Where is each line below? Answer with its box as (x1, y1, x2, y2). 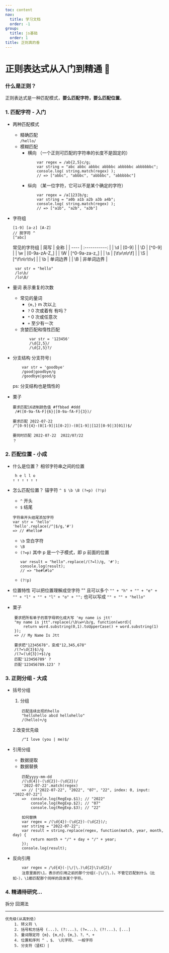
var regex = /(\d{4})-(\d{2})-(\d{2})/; (22, 819, 108, 825)
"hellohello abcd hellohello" (22, 713, 85, 718)
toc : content (5, 7, 33, 13)
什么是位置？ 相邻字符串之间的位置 (12, 463, 84, 469)
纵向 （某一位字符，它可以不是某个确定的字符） (27, 182, 126, 189)
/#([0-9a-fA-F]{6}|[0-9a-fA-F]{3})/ (15, 409, 92, 414)
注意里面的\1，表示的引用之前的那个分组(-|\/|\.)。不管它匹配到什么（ (22, 871, 152, 876)
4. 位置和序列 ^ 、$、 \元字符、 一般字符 (14, 938, 93, 943)
